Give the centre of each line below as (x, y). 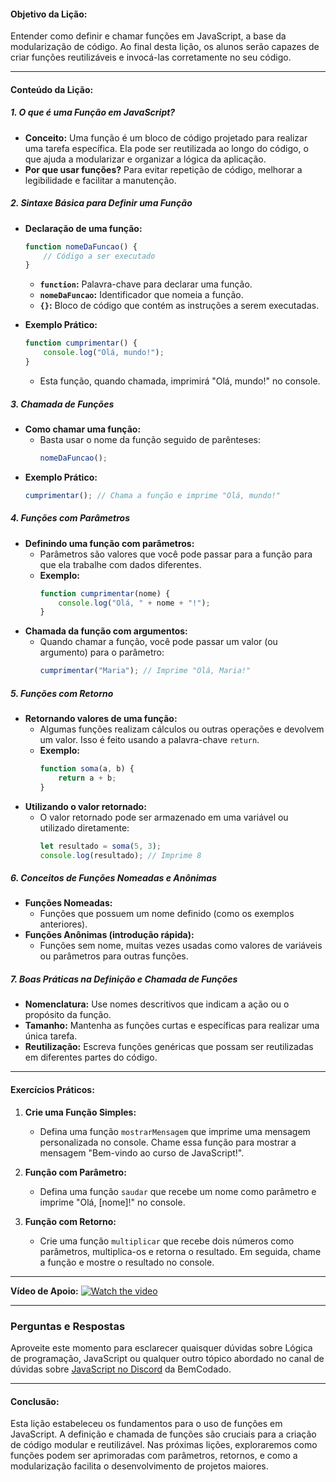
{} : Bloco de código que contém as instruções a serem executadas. (179, 306)
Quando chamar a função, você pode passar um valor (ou (158, 642)
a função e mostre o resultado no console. (127, 1262)
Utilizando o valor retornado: (85, 806)
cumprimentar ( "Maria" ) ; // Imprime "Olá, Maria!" (145, 671)
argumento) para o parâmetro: (102, 652)
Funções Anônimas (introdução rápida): (109, 935)
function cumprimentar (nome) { (105, 593)
